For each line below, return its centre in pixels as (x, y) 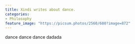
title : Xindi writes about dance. (40, 10)
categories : (17, 14)
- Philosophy (18, 19)
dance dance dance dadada (33, 37)
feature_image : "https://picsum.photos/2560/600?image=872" (68, 23)
